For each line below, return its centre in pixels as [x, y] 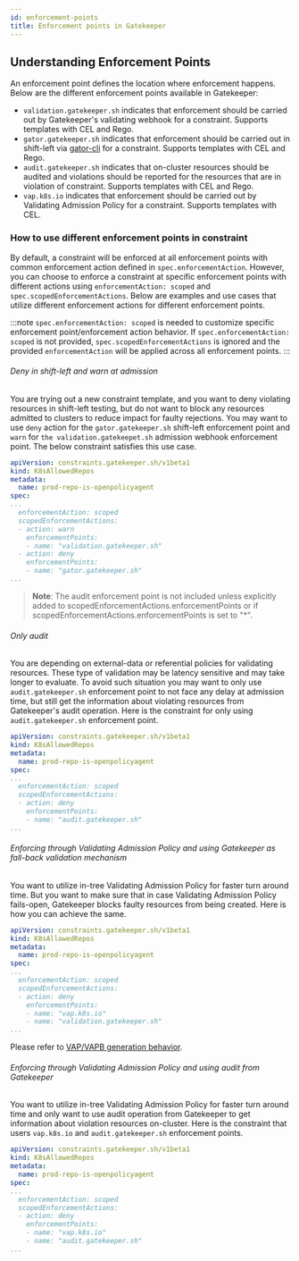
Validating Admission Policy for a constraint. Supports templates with [150, 206]
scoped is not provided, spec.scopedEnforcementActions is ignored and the [145, 341]
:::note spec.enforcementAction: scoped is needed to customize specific [142, 322]
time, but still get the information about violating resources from [127, 702]
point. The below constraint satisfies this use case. [104, 446]
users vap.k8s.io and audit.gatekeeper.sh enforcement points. [127, 1133]
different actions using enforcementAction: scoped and [110, 286]
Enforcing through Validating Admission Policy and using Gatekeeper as [143, 848]
